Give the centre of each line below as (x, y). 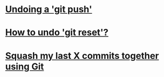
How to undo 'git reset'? (57, 33)
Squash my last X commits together (82, 55)
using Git (25, 66)
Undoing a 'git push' (49, 9)
